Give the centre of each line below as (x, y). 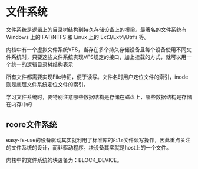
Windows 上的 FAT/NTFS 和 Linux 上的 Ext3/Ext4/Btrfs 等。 (78, 37)
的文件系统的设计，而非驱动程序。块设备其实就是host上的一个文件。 (89, 147)
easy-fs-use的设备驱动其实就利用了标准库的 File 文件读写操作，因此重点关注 (98, 140)
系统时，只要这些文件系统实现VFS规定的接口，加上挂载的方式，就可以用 (99, 57)
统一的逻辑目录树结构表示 (42, 64)
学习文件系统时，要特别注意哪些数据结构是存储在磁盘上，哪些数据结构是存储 (99, 97)
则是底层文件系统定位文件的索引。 (47, 84)
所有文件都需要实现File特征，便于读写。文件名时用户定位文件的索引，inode (97, 77)
